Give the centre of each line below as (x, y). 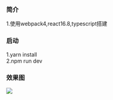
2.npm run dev (24, 61)
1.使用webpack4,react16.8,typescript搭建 (57, 24)
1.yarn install (22, 54)
